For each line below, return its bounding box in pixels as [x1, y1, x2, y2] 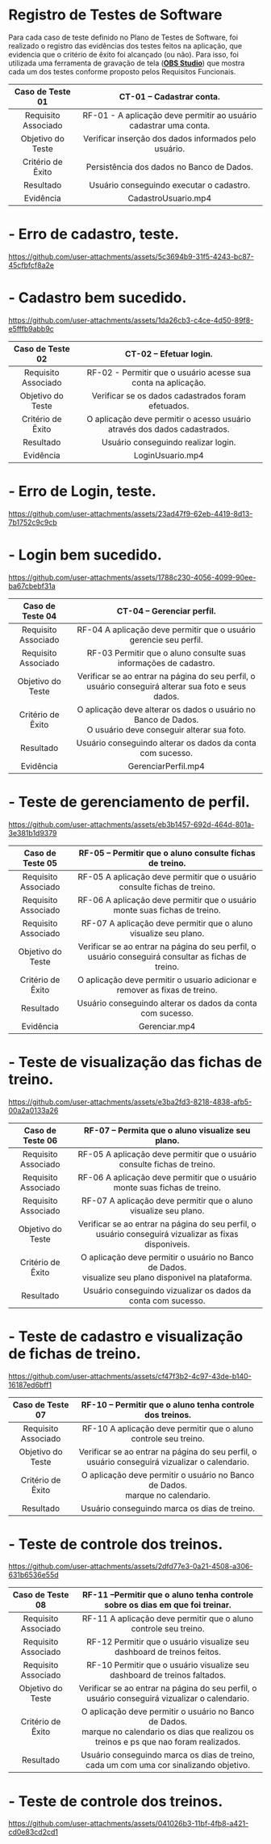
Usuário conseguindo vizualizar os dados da [83, 1285, 252, 1296]
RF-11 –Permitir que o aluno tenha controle [81, 1589, 254, 1601]
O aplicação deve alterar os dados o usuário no [77, 703, 256, 715]
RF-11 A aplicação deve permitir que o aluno [81, 1613, 254, 1624]
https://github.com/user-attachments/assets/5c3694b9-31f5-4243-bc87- [8, 251, 254, 261]
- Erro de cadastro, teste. [8, 225, 180, 243]
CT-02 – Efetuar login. [124, 348, 213, 359]
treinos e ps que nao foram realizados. [95, 1736, 240, 1748]
